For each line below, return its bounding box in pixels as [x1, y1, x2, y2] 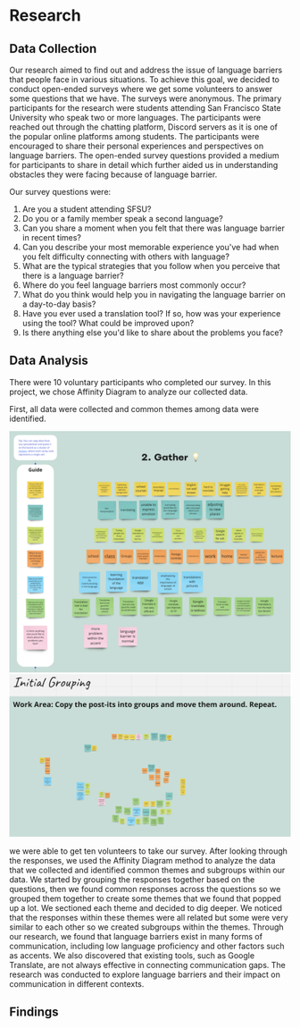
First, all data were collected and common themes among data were [9, 403, 259, 414]
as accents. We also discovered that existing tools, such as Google [9, 949, 255, 961]
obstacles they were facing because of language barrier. [9, 169, 218, 180]
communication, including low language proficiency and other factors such [9, 940, 285, 951]
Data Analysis [9, 353, 89, 368]
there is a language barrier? [21, 270, 124, 281]
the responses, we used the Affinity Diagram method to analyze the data [9, 855, 276, 865]
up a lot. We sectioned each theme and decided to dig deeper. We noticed [9, 902, 283, 913]
